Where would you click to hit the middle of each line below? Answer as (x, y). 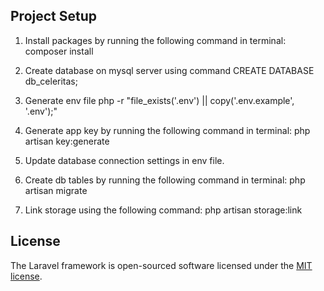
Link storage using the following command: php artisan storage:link (163, 210)
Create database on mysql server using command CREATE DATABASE (169, 70)
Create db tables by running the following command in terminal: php (165, 180)
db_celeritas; (51, 81)
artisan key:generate (67, 141)
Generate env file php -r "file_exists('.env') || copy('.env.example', (159, 100)
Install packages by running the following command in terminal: (155, 40)
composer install (59, 51)
